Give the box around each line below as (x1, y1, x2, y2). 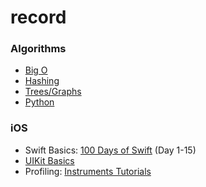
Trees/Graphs (24, 86, 82, 98)
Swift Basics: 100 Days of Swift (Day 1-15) (24, 144, 197, 156)
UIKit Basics (24, 154, 75, 166)
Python (24, 96, 55, 108)
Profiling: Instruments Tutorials (24, 165, 152, 177)
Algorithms (10, 42, 67, 56)
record (10, 6, 67, 29)
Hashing (24, 75, 60, 87)
